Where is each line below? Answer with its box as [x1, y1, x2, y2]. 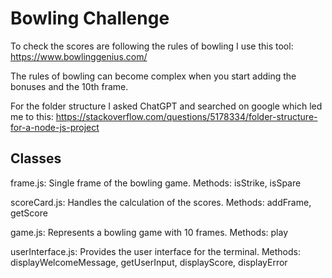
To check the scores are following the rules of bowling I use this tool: [10, 40, 294, 52]
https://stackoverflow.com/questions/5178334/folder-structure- [55, 110, 318, 122]
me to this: [10, 110, 54, 122]
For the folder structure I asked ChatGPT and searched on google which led [10, 100, 323, 112]
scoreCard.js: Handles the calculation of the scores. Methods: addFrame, [10, 196, 312, 208]
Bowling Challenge [10, 7, 170, 30]
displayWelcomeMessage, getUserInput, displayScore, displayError [10, 256, 288, 268]
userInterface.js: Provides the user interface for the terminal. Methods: [10, 245, 301, 257]
